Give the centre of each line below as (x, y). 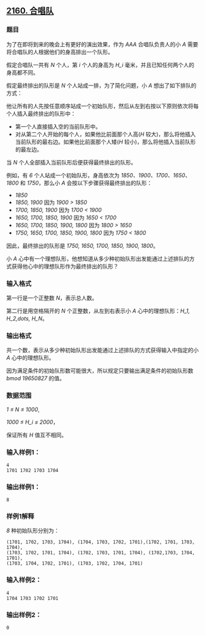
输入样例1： (23, 452)
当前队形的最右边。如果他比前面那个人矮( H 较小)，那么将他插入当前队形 (106, 141)
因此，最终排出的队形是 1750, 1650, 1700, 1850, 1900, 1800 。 (82, 246)
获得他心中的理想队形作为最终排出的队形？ (65, 266)
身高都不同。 (22, 72)
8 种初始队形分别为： (33, 531)
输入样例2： (24, 580)
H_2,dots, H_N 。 (27, 318)
